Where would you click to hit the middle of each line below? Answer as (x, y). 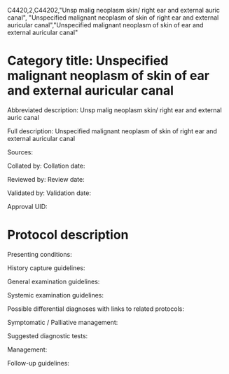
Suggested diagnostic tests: (48, 335)
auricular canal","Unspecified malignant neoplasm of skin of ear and (105, 25)
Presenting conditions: (40, 254)
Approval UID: (27, 206)
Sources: (20, 152)
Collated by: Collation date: (46, 166)
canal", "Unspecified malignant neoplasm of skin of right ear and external (113, 18)
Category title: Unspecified (88, 61)
